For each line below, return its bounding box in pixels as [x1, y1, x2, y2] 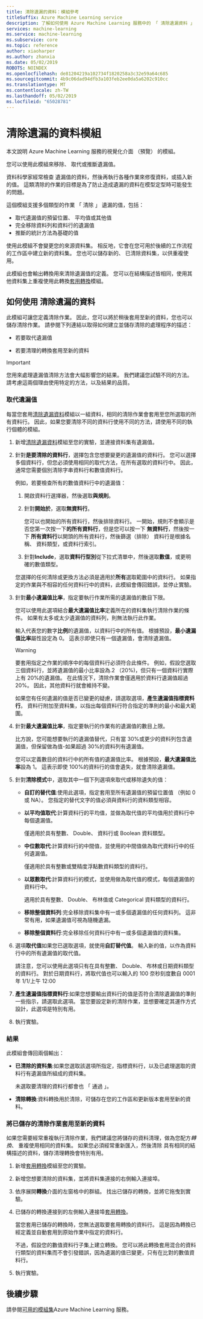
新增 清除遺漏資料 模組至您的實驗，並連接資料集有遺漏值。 [14, 438, 158, 445]
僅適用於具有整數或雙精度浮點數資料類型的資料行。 [23, 862, 151, 869]
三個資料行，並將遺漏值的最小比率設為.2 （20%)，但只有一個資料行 [14, 666, 183, 673]
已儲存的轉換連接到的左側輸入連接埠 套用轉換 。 [14, 1208, 131, 1216]
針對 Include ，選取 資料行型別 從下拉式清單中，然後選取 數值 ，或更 [23, 553, 186, 560]
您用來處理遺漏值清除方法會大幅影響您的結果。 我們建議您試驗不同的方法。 [6, 372, 193, 379]
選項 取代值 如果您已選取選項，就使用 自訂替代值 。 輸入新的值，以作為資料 [14, 942, 196, 949]
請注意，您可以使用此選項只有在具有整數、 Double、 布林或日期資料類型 [14, 962, 195, 969]
